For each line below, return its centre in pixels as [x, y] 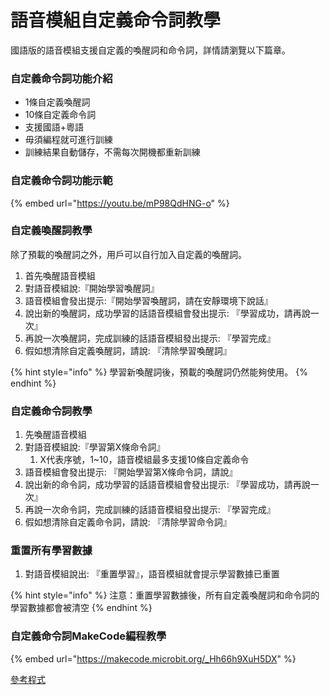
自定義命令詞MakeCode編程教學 [88, 636]
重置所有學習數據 [51, 551]
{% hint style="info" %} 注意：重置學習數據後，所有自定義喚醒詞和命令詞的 [165, 595]
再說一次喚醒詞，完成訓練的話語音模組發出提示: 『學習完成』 [150, 338]
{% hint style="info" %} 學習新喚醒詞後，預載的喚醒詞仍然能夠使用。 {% [159, 372]
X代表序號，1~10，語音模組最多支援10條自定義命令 [144, 460]
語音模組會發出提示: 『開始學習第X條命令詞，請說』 [131, 472]
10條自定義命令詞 [60, 115]
